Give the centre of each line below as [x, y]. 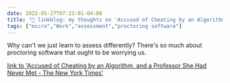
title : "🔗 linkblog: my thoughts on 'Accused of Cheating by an [101, 20]
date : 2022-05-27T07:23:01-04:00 [55, 13]
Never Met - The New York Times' [55, 73]
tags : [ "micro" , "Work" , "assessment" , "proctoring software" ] [95, 26]
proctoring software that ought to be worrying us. [77, 52]
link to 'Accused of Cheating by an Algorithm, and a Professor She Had [107, 66]
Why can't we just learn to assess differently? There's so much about [105, 46]
